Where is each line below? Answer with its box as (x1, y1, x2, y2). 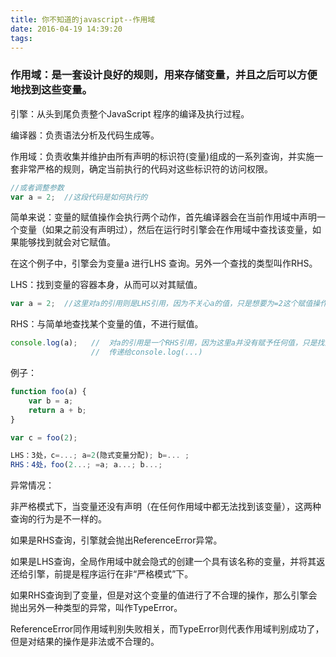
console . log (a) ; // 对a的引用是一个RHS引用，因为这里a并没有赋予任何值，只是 (10, 338, 318, 348)
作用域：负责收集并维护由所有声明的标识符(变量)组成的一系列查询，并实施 (10, 150, 315, 162)
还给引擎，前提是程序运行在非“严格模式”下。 (10, 568, 194, 580)
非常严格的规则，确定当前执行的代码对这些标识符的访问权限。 (18, 162, 273, 175)
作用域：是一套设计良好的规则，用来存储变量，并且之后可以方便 (10, 68, 318, 82)
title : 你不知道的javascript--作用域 (10, 14, 156, 25)
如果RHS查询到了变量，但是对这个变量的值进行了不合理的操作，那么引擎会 (10, 589, 318, 601)
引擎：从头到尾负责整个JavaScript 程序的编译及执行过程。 (10, 107, 250, 120)
